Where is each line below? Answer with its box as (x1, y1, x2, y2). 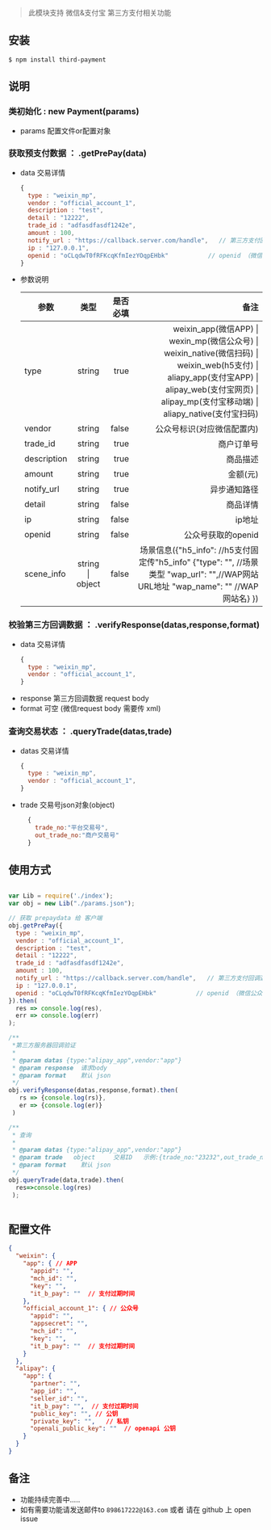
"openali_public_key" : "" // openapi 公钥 (29, 1425, 176, 1433)
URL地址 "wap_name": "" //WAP (137, 581, 259, 592)
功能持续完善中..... (19, 1494, 81, 1504)
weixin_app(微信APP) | (173, 323, 259, 334)
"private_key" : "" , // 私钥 (29, 1417, 129, 1425)
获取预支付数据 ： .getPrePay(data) (8, 148, 147, 159)
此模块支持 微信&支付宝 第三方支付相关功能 (27, 8, 172, 17)
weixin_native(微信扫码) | (164, 347, 259, 359)
